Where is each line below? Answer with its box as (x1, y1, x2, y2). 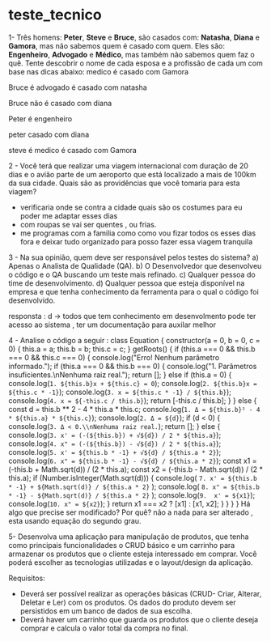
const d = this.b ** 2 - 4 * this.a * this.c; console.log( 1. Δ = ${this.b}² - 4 (8, 404, 260, 414)
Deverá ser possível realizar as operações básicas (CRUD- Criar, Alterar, (19, 588, 262, 598)
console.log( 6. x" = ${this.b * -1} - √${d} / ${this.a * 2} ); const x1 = (8, 456, 257, 465)
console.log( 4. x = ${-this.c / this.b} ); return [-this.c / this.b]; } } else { (8, 395, 257, 405)
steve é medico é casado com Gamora (8, 145, 138, 155)
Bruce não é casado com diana (8, 98, 112, 108)
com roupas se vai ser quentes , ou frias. (19, 219, 157, 229)
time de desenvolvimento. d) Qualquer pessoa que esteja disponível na (8, 278, 245, 288)
